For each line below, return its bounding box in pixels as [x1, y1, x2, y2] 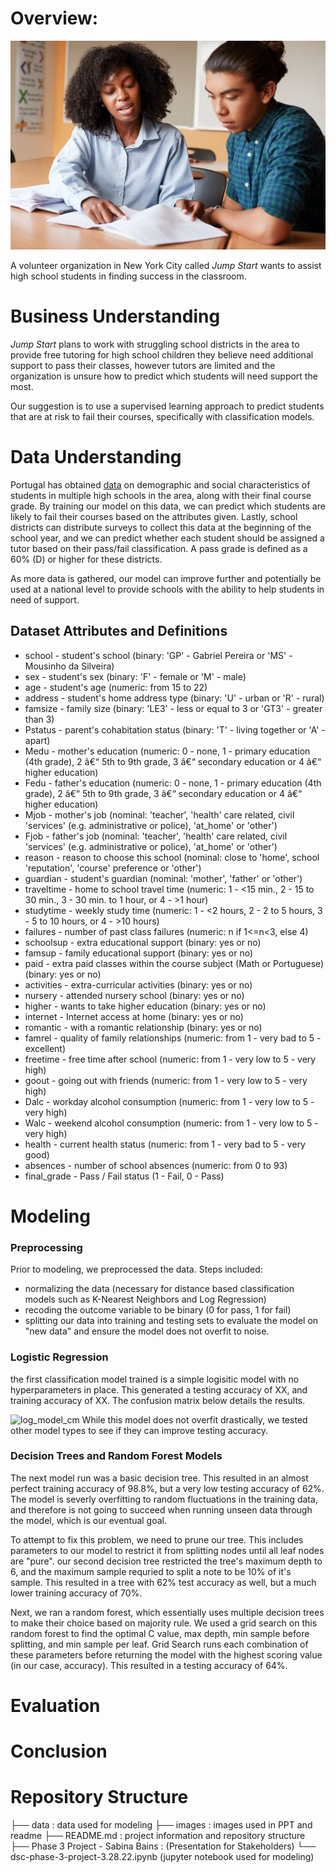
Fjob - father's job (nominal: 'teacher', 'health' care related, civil [24, 830, 288, 842]
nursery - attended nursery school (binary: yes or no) [24, 989, 245, 1001]
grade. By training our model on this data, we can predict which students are [10, 500, 326, 512]
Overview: [10, 7, 99, 30]
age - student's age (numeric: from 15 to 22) [24, 681, 208, 693]
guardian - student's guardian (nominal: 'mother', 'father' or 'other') [24, 872, 303, 884]
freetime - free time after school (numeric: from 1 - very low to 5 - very [24, 1053, 317, 1065]
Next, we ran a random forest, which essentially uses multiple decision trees [10, 1606, 325, 1618]
